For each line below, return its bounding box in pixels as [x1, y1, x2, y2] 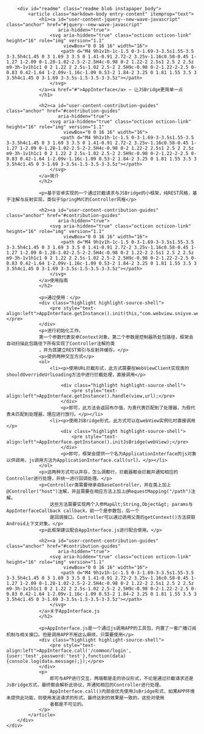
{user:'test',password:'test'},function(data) [6, 653, 126, 659]
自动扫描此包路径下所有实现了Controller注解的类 [6, 341, 115, 347]
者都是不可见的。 [49, 701, 86, 707]
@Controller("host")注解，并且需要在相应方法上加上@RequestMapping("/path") [6, 488, 191, 494]
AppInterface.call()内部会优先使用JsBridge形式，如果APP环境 [49, 688, 195, 694]
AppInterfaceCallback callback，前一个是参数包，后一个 [6, 508, 140, 514]
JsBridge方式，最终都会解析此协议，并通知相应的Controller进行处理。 [6, 682, 164, 688]
